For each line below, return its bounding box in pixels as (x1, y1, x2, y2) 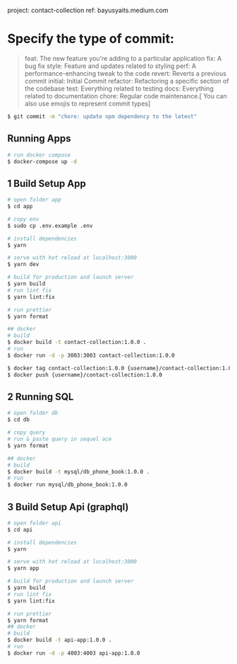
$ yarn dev (7, 261, 39, 268)
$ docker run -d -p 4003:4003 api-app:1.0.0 (7, 649, 140, 657)
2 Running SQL (7, 391, 74, 403)
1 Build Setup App (7, 177, 86, 190)
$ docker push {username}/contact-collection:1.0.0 (7, 371, 162, 378)
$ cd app (7, 203, 33, 210)
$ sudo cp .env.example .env (7, 222, 93, 229)
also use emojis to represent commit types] (24, 99, 151, 108)
